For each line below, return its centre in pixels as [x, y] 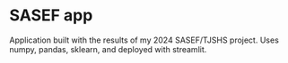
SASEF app [51, 16]
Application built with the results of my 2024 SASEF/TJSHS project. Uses [144, 40]
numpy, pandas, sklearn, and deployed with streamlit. [108, 49]
